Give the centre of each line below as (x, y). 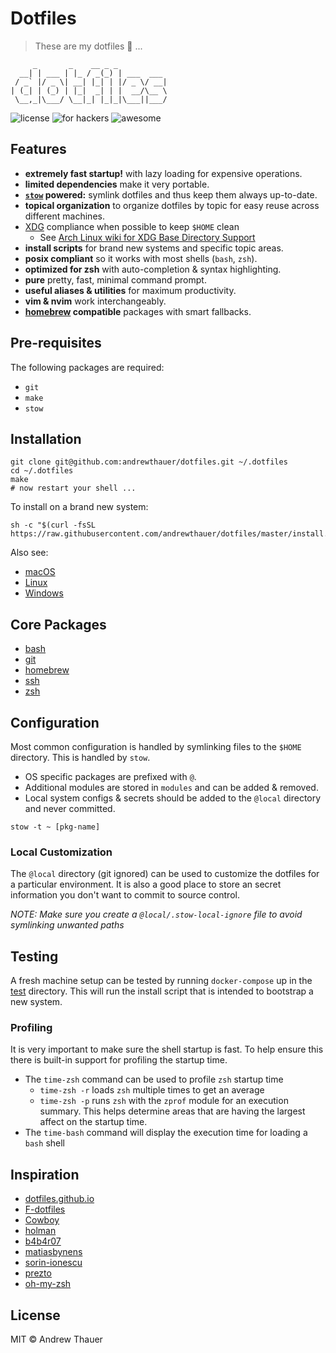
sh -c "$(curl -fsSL (53, 525)
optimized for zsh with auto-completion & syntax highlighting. (153, 269)
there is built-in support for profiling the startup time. (119, 1060)
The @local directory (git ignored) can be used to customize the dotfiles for (165, 874)
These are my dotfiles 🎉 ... (88, 46)
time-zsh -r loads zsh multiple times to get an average (152, 1090)
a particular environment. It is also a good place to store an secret (146, 884)
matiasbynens (53, 1252)
